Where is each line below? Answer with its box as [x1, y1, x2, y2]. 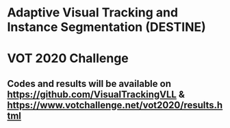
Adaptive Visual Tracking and [7, 5, 179, 21]
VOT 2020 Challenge [7, 51, 129, 66]
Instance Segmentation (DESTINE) [7, 19, 207, 35]
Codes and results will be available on [7, 77, 171, 90]
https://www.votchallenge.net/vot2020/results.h [7, 99, 223, 111]
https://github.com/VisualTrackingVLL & [7, 88, 185, 100]
